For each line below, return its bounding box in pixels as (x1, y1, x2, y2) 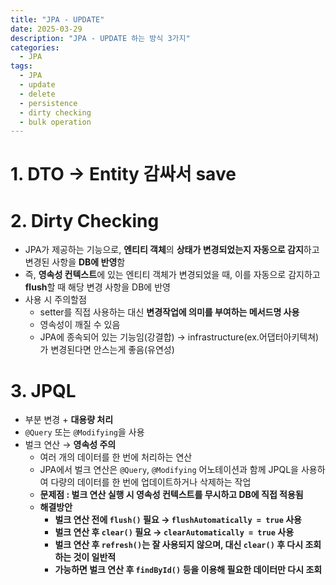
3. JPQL (10, 379, 77, 402)
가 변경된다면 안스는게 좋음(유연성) (39, 344, 175, 356)
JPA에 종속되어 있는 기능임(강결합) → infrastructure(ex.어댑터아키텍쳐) (39, 331, 320, 343)
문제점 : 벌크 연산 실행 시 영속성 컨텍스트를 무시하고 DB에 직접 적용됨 (39, 489, 304, 501)
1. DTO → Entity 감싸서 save (10, 163, 237, 186)
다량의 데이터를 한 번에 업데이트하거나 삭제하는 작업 (50, 476, 252, 488)
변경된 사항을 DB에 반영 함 (24, 256, 126, 268)
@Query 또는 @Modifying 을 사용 (24, 426, 145, 438)
